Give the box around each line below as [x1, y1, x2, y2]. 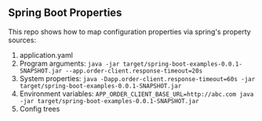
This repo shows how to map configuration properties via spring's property [8, 27, 251, 36]
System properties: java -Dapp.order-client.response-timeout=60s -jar [19, 73, 256, 83]
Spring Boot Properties [8, 6, 122, 20]
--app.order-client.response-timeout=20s [65, 66, 203, 75]
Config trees [19, 104, 60, 113]
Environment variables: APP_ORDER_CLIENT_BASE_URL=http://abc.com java [19, 89, 254, 98]
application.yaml [19, 50, 73, 59]
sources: [8, 35, 37, 44]
